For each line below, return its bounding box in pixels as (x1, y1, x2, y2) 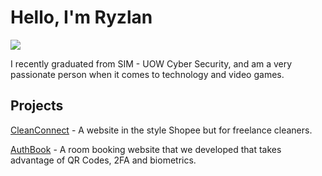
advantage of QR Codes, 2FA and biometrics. (10, 154, 197, 166)
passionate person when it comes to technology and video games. (10, 68, 285, 80)
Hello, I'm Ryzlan (10, 6, 153, 29)
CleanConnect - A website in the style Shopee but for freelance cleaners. (10, 124, 313, 136)
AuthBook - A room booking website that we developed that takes (10, 143, 282, 155)
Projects (10, 97, 64, 115)
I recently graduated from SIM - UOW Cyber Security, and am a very (10, 57, 293, 70)
